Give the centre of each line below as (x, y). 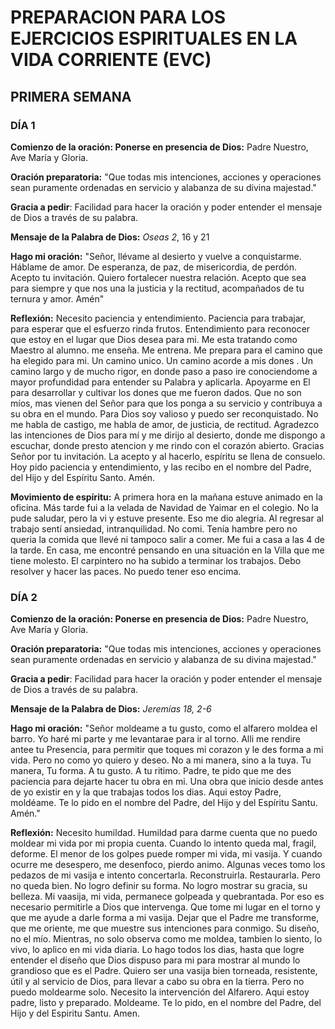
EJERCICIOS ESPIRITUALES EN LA (154, 38)
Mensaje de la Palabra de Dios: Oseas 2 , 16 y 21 (110, 237)
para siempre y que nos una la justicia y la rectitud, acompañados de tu (157, 288)
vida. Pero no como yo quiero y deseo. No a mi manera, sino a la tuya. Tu (161, 760)
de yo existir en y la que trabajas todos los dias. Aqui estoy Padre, (146, 792)
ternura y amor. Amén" (57, 298)
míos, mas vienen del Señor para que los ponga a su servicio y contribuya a (166, 403)
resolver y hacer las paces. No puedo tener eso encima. (126, 571)
